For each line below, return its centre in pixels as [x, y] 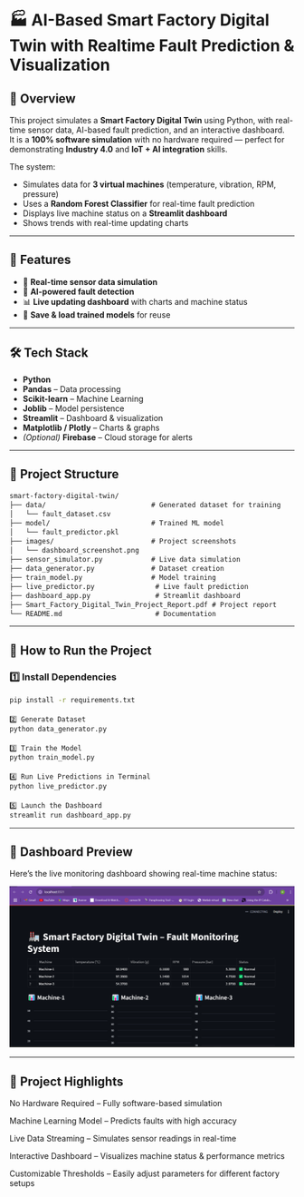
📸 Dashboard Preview [71, 852]
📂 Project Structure [64, 474]
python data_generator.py [58, 729]
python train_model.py [52, 758]
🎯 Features [40, 260]
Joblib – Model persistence [73, 408]
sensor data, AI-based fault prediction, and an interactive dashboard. [156, 130]
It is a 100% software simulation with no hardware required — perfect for [147, 139]
